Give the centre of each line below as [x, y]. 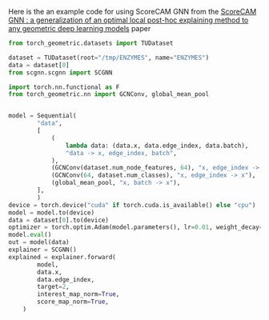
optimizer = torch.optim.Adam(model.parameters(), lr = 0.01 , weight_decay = [136, 227]
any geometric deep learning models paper [80, 28]
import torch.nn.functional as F [64, 87]
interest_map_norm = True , [78, 294]
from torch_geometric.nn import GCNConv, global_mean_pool [109, 94]
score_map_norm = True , [73, 302]
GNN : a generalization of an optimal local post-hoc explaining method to [128, 20]
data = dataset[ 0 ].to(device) [59, 220]
